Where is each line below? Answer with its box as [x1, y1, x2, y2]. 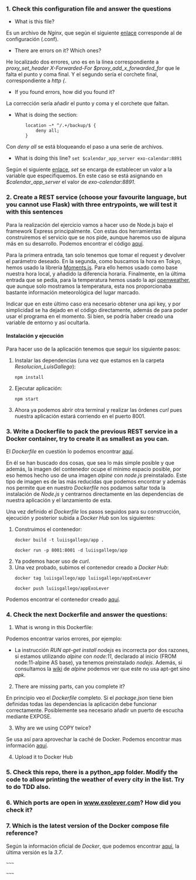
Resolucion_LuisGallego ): [14, 363, 76, 370]
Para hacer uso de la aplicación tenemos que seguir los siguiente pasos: [6, 345, 181, 352]
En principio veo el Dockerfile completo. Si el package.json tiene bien [6, 694, 174, 701]
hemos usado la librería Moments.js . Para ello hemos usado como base [6, 264, 178, 271]
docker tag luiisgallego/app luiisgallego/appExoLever [14, 575, 152, 582]
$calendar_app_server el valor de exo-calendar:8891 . [6, 179, 136, 186]
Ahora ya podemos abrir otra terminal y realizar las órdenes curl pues [14, 406, 183, 413]
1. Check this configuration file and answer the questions [6, 5, 171, 13]
